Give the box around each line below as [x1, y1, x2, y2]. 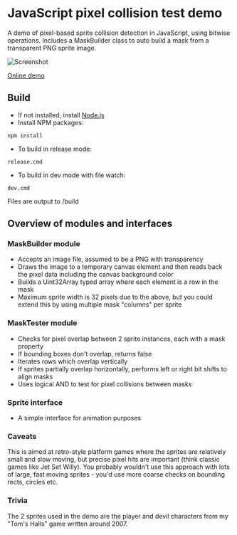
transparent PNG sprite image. [7, 43, 97, 52]
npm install [7, 132, 43, 139]
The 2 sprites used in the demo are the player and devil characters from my [7, 512, 229, 520]
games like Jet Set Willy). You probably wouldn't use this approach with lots [7, 462, 230, 471]
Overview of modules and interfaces [7, 218, 173, 230]
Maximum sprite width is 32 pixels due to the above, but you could [17, 293, 213, 302]
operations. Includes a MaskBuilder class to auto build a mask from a [7, 36, 209, 44]
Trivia [7, 496, 28, 506]
